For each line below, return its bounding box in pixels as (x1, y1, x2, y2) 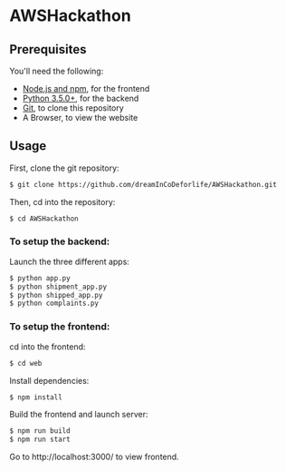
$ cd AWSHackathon (9, 214, 79, 223)
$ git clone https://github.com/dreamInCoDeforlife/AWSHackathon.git (9, 180, 278, 189)
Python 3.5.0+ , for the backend (22, 93, 139, 103)
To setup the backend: (9, 235, 110, 248)
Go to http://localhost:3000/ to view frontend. (9, 451, 179, 463)
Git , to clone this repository (22, 103, 124, 113)
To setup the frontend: (9, 320, 110, 333)
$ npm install (9, 392, 63, 402)
